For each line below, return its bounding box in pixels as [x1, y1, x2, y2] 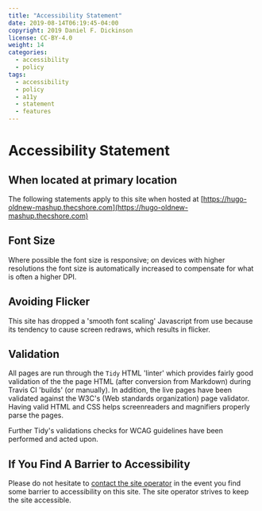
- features [15, 108, 52, 116]
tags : [8, 71, 26, 79]
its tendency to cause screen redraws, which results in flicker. [8, 325, 210, 334]
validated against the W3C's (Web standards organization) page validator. [8, 394, 250, 403]
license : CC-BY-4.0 [8, 33, 73, 42]
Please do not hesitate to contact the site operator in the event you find [8, 478, 241, 488]
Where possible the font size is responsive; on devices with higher [8, 255, 225, 264]
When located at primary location [8, 173, 177, 186]
